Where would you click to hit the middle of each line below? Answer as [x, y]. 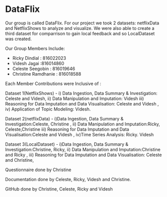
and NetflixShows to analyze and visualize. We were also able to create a [80, 28]
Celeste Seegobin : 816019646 [44, 69]
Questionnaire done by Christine [38, 170]
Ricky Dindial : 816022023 [39, 58]
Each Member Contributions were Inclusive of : [53, 84]
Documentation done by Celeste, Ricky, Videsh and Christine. [68, 179]
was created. [19, 39]
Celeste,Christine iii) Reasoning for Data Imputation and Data [67, 129]
